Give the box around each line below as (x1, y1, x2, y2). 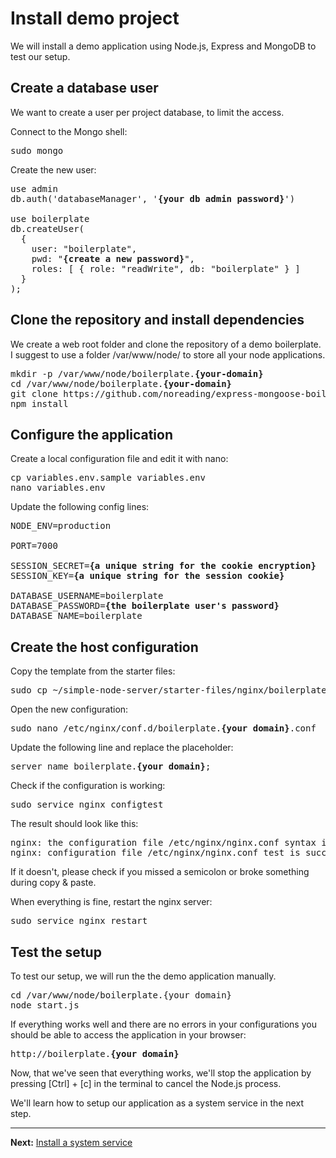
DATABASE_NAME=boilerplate (10, 610, 143, 622)
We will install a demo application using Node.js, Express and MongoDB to (10, 40, 317, 52)
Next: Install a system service (10, 1137, 133, 1148)
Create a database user (10, 80, 159, 97)
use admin (10, 183, 58, 194)
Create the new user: (10, 163, 97, 176)
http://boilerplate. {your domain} (10, 1048, 180, 1059)
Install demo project (10, 7, 180, 30)
